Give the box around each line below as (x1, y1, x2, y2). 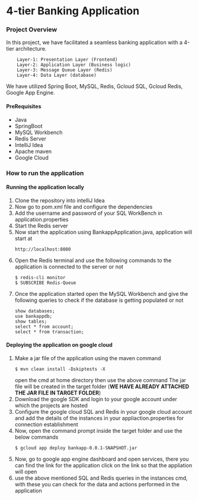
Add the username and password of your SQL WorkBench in (14, 210, 163, 217)
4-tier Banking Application (6, 4, 140, 18)
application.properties (14, 215, 69, 223)
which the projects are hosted (14, 402, 88, 409)
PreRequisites (6, 103, 41, 110)
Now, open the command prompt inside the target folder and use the (14, 427, 183, 435)
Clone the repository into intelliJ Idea (14, 196, 105, 204)
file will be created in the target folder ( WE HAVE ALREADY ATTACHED (14, 383, 190, 390)
